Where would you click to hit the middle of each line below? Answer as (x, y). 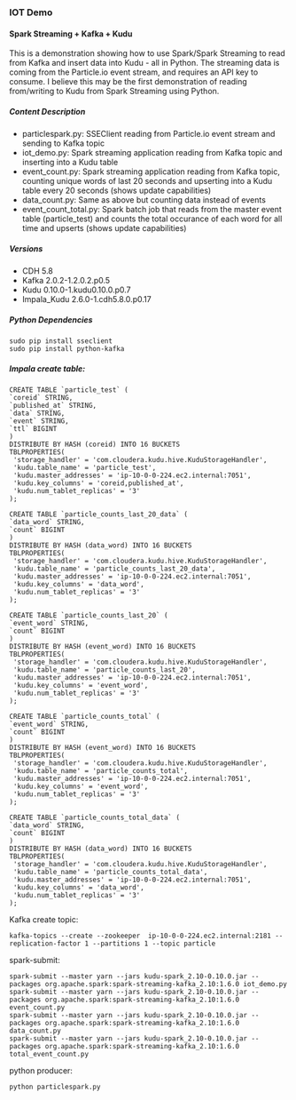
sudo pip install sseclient (61, 341)
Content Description (47, 111)
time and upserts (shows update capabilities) (104, 228)
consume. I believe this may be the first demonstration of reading (129, 82)
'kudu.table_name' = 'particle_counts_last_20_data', (114, 569)
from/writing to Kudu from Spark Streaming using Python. (114, 92)
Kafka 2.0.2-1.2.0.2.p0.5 (66, 281)
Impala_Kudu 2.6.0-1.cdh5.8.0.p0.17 (87, 299)
